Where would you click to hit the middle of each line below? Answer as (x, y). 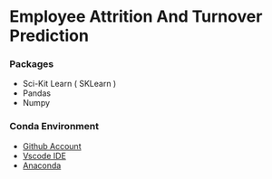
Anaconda (42, 165)
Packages (32, 64)
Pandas (37, 93)
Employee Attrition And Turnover (136, 17)
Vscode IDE (44, 155)
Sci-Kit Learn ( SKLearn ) (69, 84)
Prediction (49, 36)
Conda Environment (54, 127)
